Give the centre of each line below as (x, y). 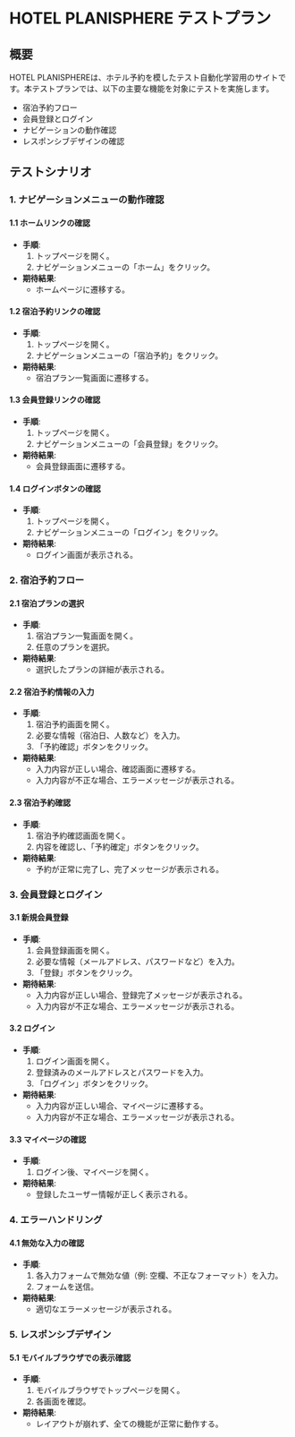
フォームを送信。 (67, 1287)
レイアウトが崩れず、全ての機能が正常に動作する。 (129, 1424)
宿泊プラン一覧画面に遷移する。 (94, 378)
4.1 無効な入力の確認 (47, 1243)
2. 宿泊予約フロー (47, 580)
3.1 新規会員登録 (39, 918)
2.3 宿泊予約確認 (40, 803)
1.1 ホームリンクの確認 (50, 222)
